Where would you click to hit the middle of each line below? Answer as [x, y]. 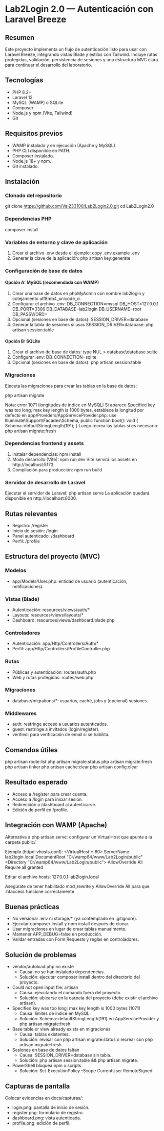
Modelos [16, 570]
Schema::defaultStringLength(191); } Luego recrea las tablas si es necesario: [82, 425]
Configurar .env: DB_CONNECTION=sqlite [54, 357]
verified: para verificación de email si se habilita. [61, 735]
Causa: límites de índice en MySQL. [55, 1013]
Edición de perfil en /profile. [40, 810]
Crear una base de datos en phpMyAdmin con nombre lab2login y [78, 294]
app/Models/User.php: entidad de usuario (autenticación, [70, 581]
